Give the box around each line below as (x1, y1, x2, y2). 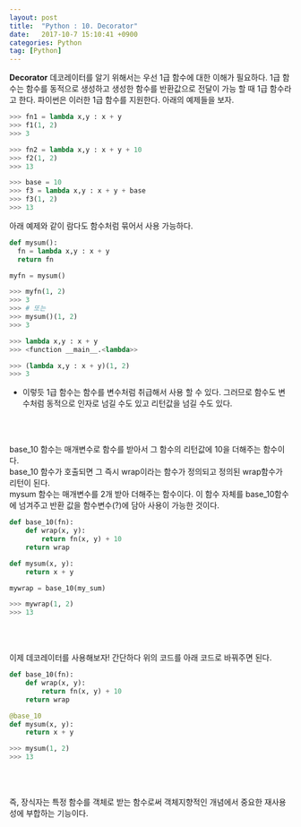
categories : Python (9, 38, 82, 47)
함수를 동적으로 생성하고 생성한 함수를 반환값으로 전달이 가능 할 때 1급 (25, 83, 269, 94)
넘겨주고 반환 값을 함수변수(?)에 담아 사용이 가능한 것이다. (18, 500, 219, 511)
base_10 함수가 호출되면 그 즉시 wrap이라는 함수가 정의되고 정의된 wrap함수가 (9, 467, 284, 478)
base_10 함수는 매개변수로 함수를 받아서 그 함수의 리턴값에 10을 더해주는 (9, 444, 262, 455)
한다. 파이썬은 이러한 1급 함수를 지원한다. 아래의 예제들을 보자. (18, 95, 235, 106)
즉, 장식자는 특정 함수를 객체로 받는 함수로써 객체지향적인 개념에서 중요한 (9, 797, 262, 807)
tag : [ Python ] (9, 47, 63, 56)
